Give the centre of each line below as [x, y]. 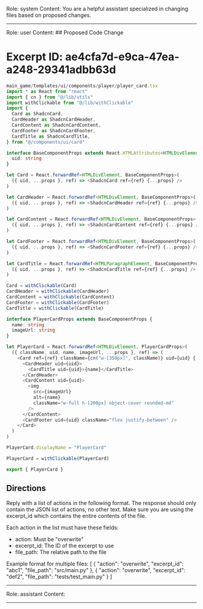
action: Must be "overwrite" [49, 539]
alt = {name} [47, 398]
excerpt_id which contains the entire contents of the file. [76, 515]
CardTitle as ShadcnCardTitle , [51, 136]
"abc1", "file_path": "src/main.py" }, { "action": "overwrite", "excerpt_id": [96, 570]
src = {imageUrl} [52, 392]
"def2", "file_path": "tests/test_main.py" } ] [59, 576]
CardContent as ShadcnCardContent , [56, 125]
